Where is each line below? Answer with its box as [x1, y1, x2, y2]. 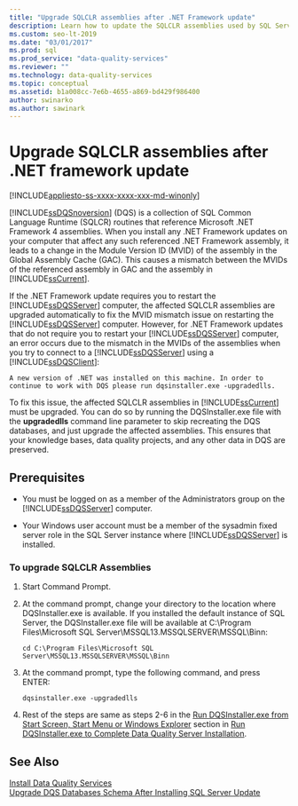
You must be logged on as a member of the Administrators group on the [21, 494, 286, 504]
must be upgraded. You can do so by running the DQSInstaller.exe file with [9, 407, 282, 417]
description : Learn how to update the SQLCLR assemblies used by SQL [9, 21, 272, 30]
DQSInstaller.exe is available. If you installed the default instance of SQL [21, 608, 286, 619]
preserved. [9, 445, 50, 455]
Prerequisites [9, 470, 85, 485]
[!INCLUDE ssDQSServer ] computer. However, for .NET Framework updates [9, 319, 284, 329]
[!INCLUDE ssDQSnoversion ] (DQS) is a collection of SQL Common [9, 208, 252, 218]
